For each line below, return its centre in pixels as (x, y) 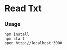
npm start (15, 39)
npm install (17, 34)
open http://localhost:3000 (33, 43)
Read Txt (23, 9)
